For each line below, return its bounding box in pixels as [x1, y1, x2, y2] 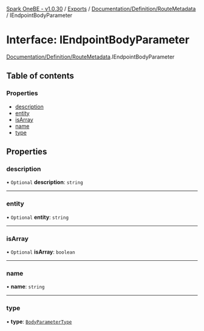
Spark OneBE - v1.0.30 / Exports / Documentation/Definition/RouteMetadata [6, 5, 196, 12]
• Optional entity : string [6, 213, 69, 221]
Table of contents [6, 71, 74, 81]
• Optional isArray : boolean [6, 248, 75, 255]
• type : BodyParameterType [6, 318, 72, 325]
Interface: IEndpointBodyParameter [6, 33, 190, 47]
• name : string [6, 283, 45, 290]
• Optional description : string [6, 179, 83, 186]
